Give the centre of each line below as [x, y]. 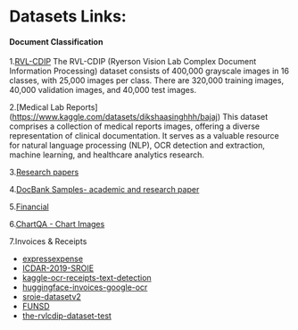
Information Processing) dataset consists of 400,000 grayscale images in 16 [149, 71]
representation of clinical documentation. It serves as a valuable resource [144, 136]
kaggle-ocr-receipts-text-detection [87, 278]
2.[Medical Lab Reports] [54, 107]
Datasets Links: [68, 17]
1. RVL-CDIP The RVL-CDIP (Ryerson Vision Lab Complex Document [133, 62]
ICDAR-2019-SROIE [58, 268]
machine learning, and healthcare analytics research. [107, 155]
